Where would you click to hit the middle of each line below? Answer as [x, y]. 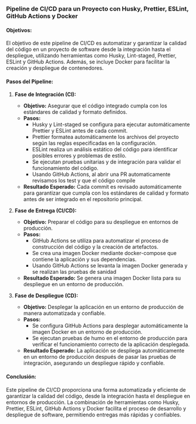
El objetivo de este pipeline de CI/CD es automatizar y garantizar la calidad [96, 43]
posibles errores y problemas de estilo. [79, 156]
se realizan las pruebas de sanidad [74, 272]
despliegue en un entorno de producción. [74, 284]
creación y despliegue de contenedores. [55, 68]
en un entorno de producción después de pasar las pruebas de [99, 357]
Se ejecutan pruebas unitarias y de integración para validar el [106, 162]
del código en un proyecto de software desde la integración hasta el [89, 49]
